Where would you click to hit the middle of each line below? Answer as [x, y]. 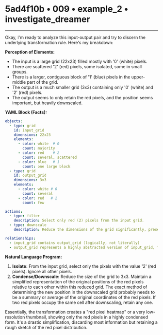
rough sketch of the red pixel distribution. [46, 327]
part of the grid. [43, 82]
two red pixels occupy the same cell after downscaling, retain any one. [82, 302]
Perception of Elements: [30, 52]
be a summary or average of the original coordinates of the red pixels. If [84, 297]
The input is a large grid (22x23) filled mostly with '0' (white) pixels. [80, 61]
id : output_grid [30, 176]
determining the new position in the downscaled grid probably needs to [83, 292]
